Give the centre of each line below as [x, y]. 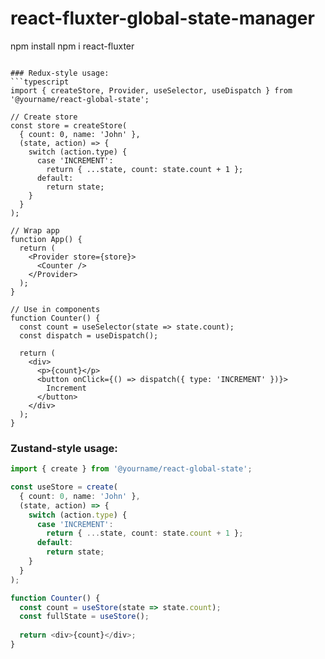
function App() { [46, 239]
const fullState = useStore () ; [84, 617]
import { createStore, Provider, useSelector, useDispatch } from [151, 90]
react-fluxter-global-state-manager [162, 18]
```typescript [40, 82]
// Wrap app [35, 230]
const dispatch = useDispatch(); [89, 335]
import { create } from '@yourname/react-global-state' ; [131, 469]
